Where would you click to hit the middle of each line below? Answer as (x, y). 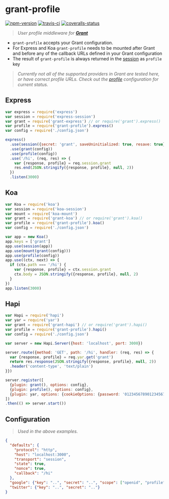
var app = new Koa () (27, 237)
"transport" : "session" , (40, 459)
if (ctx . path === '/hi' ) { (38, 265)
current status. (33, 85)
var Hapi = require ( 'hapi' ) (35, 315)
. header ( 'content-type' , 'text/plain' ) (52, 366)
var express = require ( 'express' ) (41, 112)
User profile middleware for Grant (53, 33)
